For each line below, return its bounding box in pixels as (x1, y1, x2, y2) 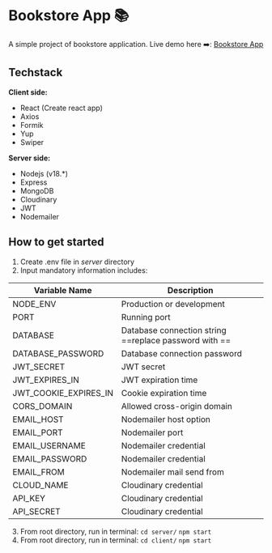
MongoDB (19, 185, 54, 195)
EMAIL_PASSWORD (12, 453, 87, 464)
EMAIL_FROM (12, 466, 65, 478)
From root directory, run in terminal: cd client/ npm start (19, 535, 212, 545)
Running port (121, 311, 172, 322)
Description (167, 284, 214, 296)
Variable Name (33, 284, 92, 296)
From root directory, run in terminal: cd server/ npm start (19, 526, 212, 536)
